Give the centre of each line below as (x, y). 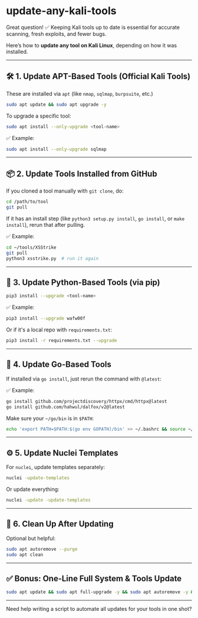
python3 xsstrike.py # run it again (52, 258)
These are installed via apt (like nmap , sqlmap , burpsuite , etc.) (80, 93)
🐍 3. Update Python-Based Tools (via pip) (83, 282)
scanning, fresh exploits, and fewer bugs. (56, 34)
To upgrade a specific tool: (39, 116)
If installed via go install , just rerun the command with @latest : (84, 379)
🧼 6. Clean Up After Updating (60, 524)
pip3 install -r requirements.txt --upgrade (62, 341)
